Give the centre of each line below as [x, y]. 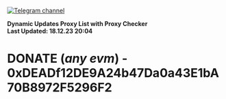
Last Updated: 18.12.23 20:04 [50, 31]
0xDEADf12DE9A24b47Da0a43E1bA [113, 73]
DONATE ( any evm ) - [67, 59]
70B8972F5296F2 [60, 88]
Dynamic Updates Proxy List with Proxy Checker [77, 24]
